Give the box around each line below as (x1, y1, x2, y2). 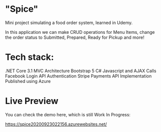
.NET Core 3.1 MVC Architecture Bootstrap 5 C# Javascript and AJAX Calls (5, 68, 157, 74)
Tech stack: (5, 52, 54, 63)
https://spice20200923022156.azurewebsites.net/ (5, 121, 107, 127)
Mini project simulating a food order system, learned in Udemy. (5, 20, 133, 26)
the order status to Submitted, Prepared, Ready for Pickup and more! (5, 34, 144, 40)
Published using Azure (5, 78, 51, 84)
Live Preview (5, 96, 59, 106)
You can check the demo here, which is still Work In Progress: (5, 111, 130, 117)
